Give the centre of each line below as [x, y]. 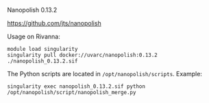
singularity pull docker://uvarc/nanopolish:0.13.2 [82, 55]
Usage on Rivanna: [34, 36]
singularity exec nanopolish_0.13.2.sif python [76, 87]
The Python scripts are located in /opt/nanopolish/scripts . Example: [104, 74]
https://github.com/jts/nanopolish [54, 23]
